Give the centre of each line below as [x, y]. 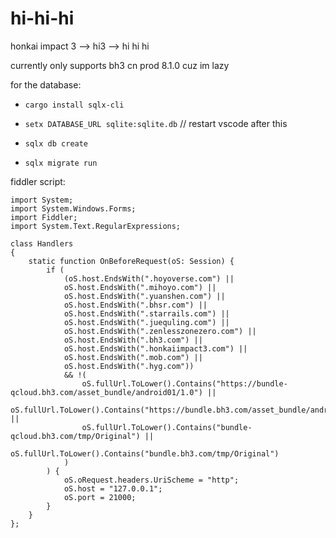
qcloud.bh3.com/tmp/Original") [75, 436]
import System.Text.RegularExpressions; [96, 226]
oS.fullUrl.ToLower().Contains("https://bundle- [184, 383]
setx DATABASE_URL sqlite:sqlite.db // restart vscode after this [156, 123]
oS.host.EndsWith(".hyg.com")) [129, 366]
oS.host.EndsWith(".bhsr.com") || [135, 305]
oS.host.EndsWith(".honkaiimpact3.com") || [155, 348]
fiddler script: [38, 181]
